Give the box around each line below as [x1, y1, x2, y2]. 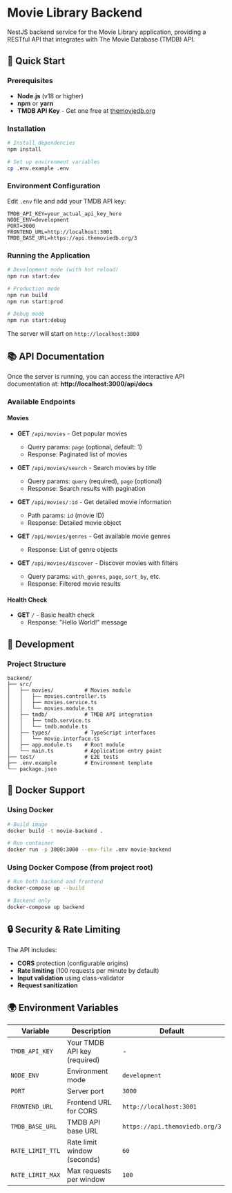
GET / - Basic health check [17, 611, 95, 619]
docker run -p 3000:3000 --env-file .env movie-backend [7, 846, 171, 853]
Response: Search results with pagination [27, 485, 146, 493]
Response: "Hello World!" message [27, 618, 128, 627]
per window [66, 1174, 106, 1184]
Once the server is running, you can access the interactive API [7, 372, 185, 380]
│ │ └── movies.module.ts [7, 705, 95, 712]
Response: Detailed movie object [27, 519, 122, 527]
